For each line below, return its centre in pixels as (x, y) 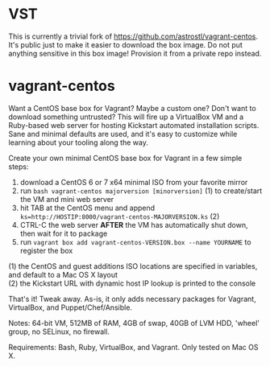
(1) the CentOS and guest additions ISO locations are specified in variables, (133, 266)
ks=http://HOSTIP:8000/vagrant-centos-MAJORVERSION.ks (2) (120, 216)
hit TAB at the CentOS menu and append (87, 208)
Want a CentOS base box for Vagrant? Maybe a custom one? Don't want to (132, 108)
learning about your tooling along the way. (79, 142)
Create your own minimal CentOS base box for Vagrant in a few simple (125, 158)
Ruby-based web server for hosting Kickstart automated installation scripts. (134, 125)
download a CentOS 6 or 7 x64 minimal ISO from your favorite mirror (134, 182)
